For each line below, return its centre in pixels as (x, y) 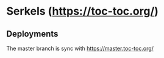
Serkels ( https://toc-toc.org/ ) (82, 11)
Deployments (32, 34)
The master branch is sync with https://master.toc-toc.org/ (80, 48)
